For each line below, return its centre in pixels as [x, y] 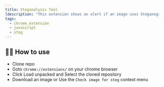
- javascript [23, 28]
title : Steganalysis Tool [31, 10]
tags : [10, 19]
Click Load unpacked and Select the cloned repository [67, 74]
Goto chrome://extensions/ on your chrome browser [65, 69]
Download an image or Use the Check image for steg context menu [80, 79]
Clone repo [23, 64]
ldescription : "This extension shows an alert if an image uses [72, 14]
